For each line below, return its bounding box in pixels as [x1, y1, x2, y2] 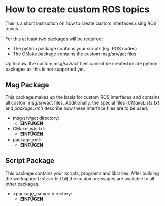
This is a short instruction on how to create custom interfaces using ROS [5, 20, 157, 26]
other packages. [5, 181, 40, 187]
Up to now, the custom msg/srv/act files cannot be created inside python [5, 60, 158, 66]
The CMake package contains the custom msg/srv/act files [12, 51, 137, 57]
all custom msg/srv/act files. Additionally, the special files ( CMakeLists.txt [5, 99, 159, 106]
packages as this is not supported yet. [5, 66, 85, 72]
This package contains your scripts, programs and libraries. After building [5, 170, 159, 176]
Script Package [5, 156, 55, 165]
